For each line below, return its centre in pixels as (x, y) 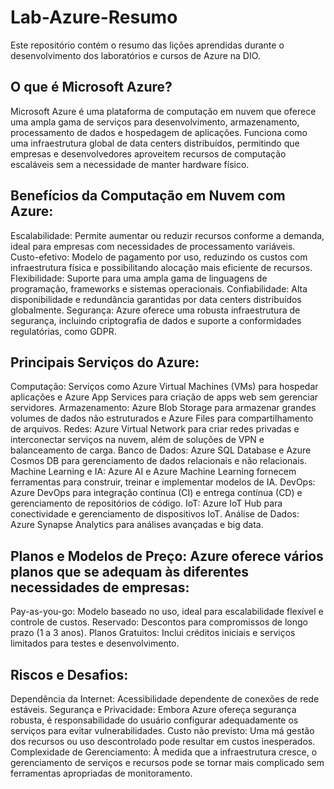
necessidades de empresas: (100, 587)
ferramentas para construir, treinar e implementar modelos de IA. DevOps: (163, 482)
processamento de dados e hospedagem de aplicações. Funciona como (159, 132)
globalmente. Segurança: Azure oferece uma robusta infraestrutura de (155, 310)
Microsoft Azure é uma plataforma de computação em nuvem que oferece (163, 111)
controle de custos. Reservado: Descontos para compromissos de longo (159, 622)
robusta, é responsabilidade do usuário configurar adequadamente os (154, 720)
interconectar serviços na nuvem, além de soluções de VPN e (137, 440)
